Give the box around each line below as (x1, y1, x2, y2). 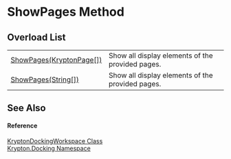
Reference (7, 121, 38, 130)
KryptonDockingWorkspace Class (7, 136, 103, 145)
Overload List (7, 32, 66, 43)
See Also (7, 102, 46, 114)
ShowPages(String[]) (10, 75, 79, 84)
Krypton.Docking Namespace (7, 144, 91, 152)
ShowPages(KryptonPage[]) (10, 56, 102, 64)
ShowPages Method (7, 4, 125, 20)
